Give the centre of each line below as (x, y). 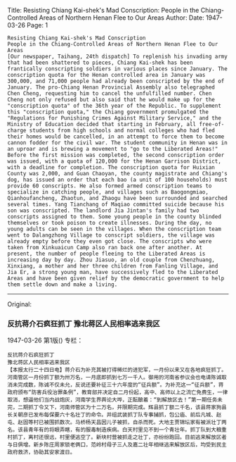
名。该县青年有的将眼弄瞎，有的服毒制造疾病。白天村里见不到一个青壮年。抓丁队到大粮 (114, 430)
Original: (20, 304)
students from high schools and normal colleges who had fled (122, 130)
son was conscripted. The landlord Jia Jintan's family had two (103, 211)
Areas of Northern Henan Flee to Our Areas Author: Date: (122, 18)
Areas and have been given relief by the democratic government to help (116, 278)
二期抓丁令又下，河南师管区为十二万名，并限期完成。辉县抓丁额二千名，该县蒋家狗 (119, 408)
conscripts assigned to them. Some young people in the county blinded (114, 217)
